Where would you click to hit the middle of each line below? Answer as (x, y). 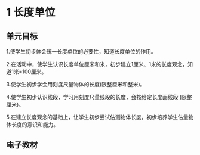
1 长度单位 (31, 12)
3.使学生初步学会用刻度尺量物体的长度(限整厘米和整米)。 (76, 84)
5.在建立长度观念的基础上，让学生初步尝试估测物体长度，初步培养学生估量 (97, 117)
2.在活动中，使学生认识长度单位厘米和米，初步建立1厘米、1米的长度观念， (97, 64)
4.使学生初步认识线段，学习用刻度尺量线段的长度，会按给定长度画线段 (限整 (99, 97)
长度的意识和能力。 (35, 125)
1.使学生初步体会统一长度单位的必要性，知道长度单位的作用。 (81, 52)
